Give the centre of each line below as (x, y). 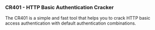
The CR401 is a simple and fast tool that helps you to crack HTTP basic (78, 18)
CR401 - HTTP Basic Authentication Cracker (60, 7)
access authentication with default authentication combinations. (71, 23)
